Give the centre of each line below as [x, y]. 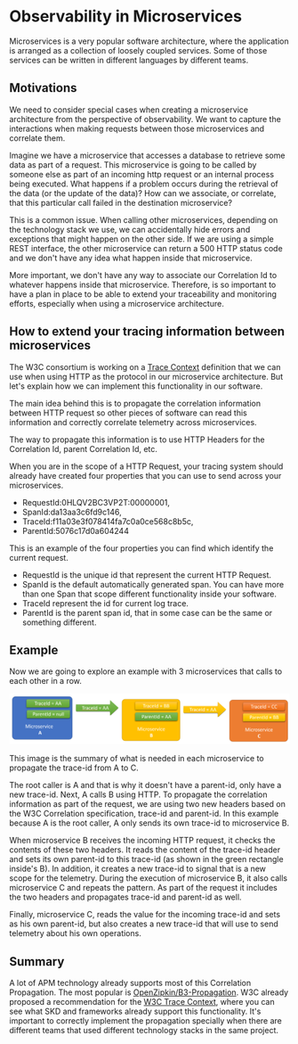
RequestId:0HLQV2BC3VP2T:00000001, [96, 502]
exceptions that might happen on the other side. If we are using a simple [141, 239]
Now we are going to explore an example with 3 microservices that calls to [146, 671]
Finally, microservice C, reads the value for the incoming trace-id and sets [145, 915]
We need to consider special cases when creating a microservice [129, 110]
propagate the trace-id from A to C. [74, 768]
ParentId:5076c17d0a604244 [75, 530]
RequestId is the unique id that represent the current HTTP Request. [147, 575]
